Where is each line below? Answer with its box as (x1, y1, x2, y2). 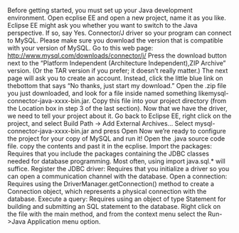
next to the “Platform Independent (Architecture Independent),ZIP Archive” (7, 59, 226, 67)
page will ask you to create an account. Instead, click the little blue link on (7, 74, 223, 82)
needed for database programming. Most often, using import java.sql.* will (7, 157, 225, 166)
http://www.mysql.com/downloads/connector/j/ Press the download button (7, 51, 227, 60)
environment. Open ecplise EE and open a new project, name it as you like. (7, 13, 226, 22)
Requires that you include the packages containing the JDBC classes (7, 149, 210, 158)
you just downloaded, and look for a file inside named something (7, 89, 197, 97)
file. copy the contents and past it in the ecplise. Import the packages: (7, 142, 212, 150)
